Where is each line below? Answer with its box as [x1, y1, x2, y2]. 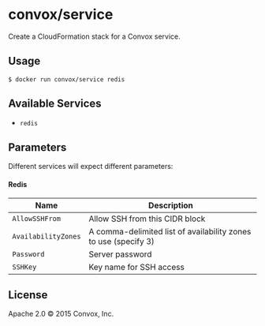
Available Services [8, 97, 102, 111]
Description [148, 200, 193, 211]
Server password [88, 249, 152, 260]
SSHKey [12, 262, 37, 272]
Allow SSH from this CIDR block [88, 213, 206, 224]
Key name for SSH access [88, 261, 185, 272]
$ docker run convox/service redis [8, 75, 125, 84]
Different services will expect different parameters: [8, 162, 174, 171]
